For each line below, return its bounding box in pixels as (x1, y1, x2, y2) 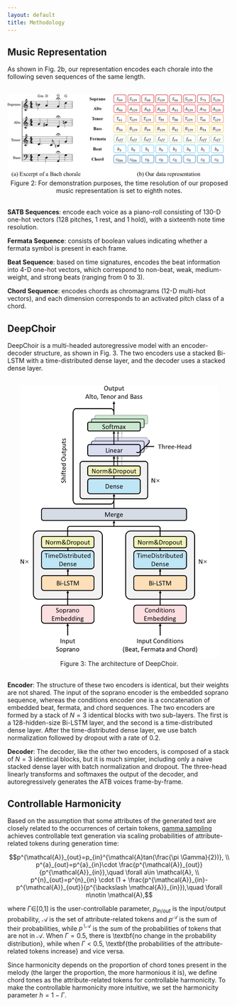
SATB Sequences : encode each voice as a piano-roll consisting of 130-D (7, 208, 221, 217)
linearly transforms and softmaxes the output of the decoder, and (7, 770, 199, 778)
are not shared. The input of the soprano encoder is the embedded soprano (7, 688, 229, 696)
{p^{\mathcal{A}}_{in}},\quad (38, 868, 124, 877)
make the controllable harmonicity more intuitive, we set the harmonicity (7, 983, 219, 992)
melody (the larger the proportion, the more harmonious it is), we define (7, 968, 218, 977)
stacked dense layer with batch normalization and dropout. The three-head (7, 762, 227, 770)
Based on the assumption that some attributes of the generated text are (7, 816, 216, 825)
